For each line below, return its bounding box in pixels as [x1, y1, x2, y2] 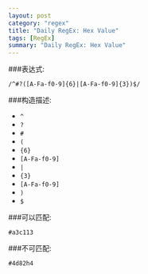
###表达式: [8, 65, 45, 74]
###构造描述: [8, 95, 52, 105]
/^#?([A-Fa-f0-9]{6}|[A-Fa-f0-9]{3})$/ [8, 81, 141, 89]
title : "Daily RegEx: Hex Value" [8, 26, 119, 34]
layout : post [8, 11, 52, 20]
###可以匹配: [8, 212, 52, 222]
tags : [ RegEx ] [8, 34, 56, 42]
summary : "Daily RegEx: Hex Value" [8, 42, 127, 50]
